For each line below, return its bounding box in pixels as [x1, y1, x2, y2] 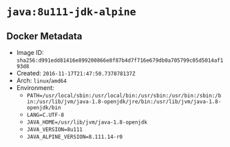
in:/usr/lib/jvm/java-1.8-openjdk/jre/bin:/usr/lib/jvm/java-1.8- [26, 98, 222, 105]
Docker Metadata [6, 30, 83, 42]
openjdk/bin [26, 104, 61, 111]
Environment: [16, 84, 54, 91]
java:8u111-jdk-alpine [6, 5, 136, 19]
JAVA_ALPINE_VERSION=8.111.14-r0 [26, 133, 123, 140]
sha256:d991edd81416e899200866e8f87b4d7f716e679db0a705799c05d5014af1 [16, 57, 224, 64]
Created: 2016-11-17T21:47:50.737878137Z [16, 69, 136, 77]
